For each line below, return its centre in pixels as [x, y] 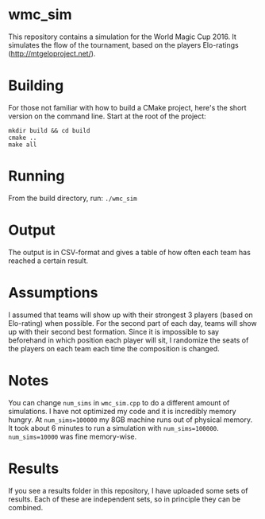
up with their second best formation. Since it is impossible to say [114, 331]
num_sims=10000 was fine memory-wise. [73, 436]
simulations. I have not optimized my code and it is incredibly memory [122, 411]
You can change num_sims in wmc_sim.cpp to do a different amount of [119, 402]
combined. [26, 507]
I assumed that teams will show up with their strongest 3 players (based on [131, 315]
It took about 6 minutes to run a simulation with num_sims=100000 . [114, 428]
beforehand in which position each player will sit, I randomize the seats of [129, 340]
